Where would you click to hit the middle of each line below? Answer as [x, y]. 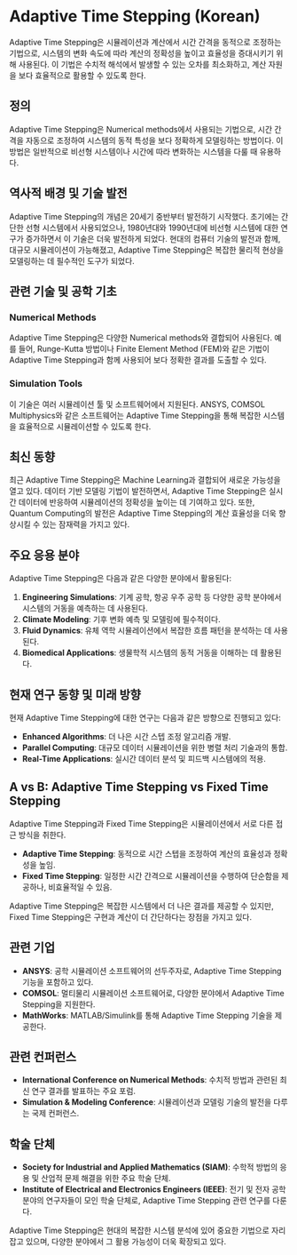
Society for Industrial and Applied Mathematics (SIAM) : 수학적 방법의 [150, 1167]
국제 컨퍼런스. [55, 1114]
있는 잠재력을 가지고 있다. [86, 524]
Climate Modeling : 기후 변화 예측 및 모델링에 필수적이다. [121, 620]
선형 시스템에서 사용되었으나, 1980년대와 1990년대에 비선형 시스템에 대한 [152, 228]
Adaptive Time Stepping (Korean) [135, 16]
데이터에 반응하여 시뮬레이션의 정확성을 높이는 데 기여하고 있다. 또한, [137, 502]
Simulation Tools [46, 384]
